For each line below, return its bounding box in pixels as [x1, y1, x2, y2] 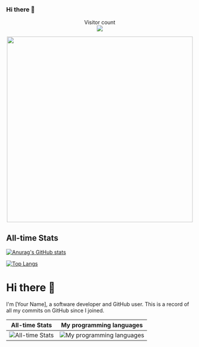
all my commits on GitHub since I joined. [6, 307, 105, 314]
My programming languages [61, 321, 143, 329]
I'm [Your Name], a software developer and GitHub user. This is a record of [6, 301, 189, 308]
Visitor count [84, 19, 116, 26]
